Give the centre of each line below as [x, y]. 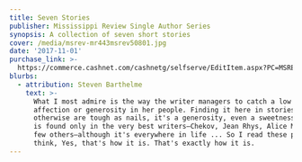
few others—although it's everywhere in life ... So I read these [160, 135]
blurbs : [24, 76]
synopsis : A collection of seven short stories [100, 34]
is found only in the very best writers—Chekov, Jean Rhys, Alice [160, 127]
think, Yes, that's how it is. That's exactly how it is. [144, 143]
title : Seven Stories [50, 18]
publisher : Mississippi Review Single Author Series [110, 26]
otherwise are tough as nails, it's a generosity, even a [144, 118]
